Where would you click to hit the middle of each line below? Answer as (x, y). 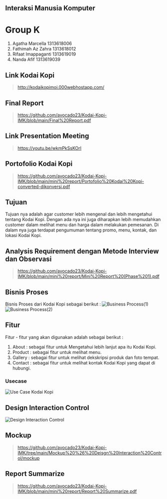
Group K (22, 30)
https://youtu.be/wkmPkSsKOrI (49, 148)
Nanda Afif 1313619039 (36, 59)
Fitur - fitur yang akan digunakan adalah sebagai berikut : (64, 337)
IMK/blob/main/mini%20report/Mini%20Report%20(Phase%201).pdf (88, 276)
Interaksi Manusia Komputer (50, 8)
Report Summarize (35, 474)
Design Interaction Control (47, 408)
